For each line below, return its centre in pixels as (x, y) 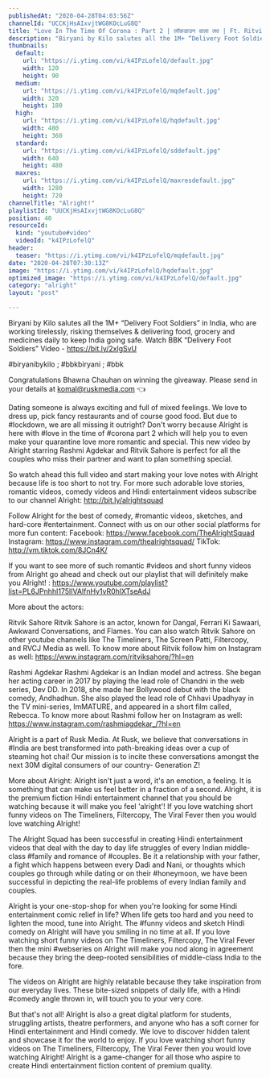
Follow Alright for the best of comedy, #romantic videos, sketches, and (126, 516)
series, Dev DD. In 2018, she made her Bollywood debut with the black (125, 689)
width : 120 (41, 68)
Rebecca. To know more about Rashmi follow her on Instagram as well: (125, 715)
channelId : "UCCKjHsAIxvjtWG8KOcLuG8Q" (75, 23)
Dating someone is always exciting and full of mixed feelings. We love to (128, 407)
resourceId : (28, 226)
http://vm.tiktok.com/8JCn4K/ (58, 550)
